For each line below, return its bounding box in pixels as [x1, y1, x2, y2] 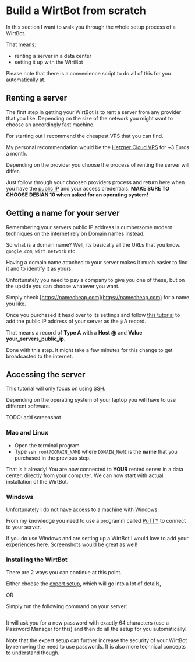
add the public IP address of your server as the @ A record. [6, 318, 147, 325]
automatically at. [6, 76, 46, 83]
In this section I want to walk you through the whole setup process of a [6, 23, 176, 30]
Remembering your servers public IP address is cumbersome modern [6, 223, 173, 230]
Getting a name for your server [6, 208, 120, 218]
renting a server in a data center [14, 52, 92, 59]
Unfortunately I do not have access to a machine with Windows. [6, 506, 159, 513]
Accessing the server [6, 370, 86, 380]
